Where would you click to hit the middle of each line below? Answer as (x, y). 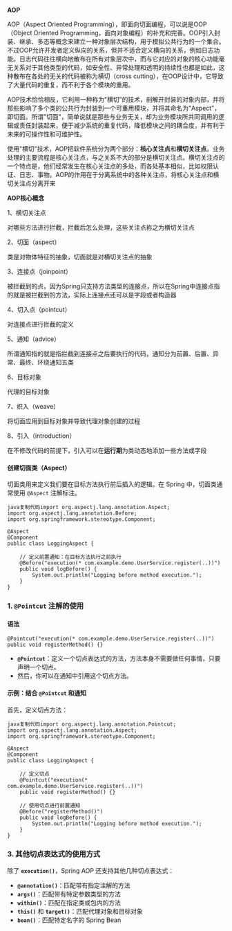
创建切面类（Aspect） (39, 468)
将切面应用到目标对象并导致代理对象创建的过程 (74, 421)
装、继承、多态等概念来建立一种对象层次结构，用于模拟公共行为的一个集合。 (116, 42)
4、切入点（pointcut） (39, 310)
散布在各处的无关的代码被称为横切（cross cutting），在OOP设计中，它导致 (118, 76)
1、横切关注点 (27, 213)
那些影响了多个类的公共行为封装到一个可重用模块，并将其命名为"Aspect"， (114, 108)
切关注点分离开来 (31, 183)
